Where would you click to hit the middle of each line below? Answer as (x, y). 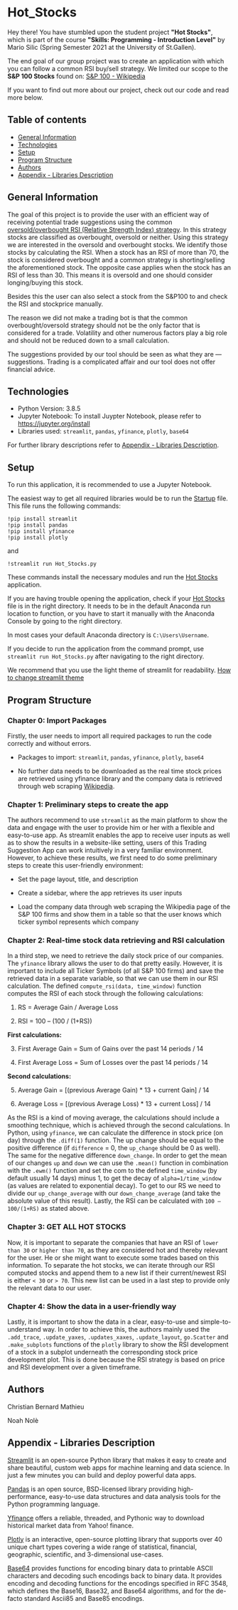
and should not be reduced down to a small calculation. (88, 340)
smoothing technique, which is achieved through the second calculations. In (119, 1125)
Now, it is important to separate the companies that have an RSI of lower (113, 1242)
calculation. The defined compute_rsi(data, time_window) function (104, 986)
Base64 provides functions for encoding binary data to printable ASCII (110, 1568)
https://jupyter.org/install (54, 423)
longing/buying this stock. (45, 283)
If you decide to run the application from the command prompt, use (106, 649)
